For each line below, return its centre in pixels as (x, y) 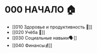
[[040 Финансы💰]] (32, 45)
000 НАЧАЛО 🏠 (40, 10)
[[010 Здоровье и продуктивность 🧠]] (52, 27)
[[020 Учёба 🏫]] (29, 32)
